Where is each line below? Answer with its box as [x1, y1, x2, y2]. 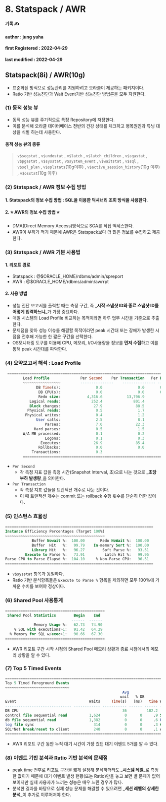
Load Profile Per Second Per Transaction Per [23, 376, 158, 381]
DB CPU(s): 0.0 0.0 [38, 390, 145, 395]
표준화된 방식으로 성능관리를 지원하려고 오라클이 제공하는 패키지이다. [12, 84, 145, 90]
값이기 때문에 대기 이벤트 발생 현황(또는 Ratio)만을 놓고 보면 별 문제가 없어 [17, 773, 160, 779]
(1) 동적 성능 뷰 [5, 104, 39, 111]
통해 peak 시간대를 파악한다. [12, 346, 68, 352]
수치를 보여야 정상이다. [21, 583, 66, 589]
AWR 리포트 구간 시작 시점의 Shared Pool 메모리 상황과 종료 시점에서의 [12, 646, 150, 652]
